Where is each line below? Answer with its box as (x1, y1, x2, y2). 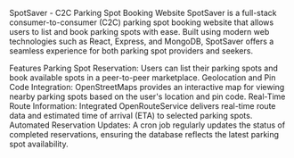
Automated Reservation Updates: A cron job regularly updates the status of (9, 120, 286, 130)
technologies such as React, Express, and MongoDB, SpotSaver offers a (9, 36, 274, 46)
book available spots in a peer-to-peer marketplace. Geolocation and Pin (9, 72, 276, 83)
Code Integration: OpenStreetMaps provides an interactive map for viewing (9, 82, 285, 92)
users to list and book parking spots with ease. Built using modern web (9, 27, 270, 37)
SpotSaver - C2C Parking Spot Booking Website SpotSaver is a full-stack (9, 8, 277, 18)
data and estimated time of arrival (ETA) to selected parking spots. (9, 111, 253, 121)
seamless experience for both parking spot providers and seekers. (9, 46, 254, 56)
